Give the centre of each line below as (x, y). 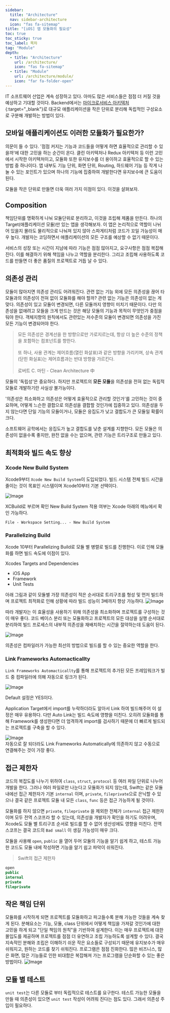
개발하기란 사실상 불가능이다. (47, 388)
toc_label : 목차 (21, 43)
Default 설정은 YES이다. (29, 698)
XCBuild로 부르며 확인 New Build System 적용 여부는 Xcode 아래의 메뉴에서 (81, 506)
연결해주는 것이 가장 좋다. (30, 750)
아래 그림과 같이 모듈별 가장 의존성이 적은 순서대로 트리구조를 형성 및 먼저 (78, 595)
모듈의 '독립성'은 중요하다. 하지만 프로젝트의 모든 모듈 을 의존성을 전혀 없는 (78, 382)
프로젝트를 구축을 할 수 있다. (38, 728)
